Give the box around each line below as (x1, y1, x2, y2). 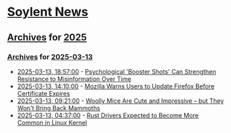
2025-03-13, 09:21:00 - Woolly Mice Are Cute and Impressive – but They (17, 97, 224, 105)
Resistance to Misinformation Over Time (17, 75, 132, 83)
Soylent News (7, 4, 88, 20)
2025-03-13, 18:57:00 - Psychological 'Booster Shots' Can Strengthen (17, 67, 217, 75)
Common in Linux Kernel (17, 118, 88, 127)
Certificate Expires (17, 89, 70, 97)
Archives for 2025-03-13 (7, 52, 93, 62)
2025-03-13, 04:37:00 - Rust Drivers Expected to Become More (17, 111, 199, 119)
